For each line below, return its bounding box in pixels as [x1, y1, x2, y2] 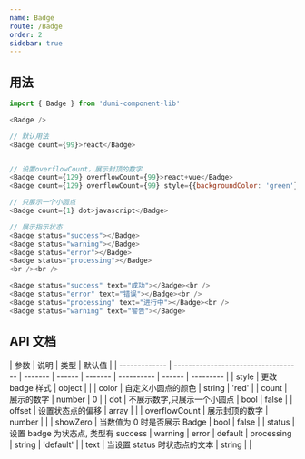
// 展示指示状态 [9, 222, 63, 231]
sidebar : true [9, 38, 64, 48]
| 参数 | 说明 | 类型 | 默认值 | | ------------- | [9, 359, 172, 370]
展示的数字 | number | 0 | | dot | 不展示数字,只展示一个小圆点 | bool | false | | [9, 394, 293, 405]
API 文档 [9, 334, 57, 349]
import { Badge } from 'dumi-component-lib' [9, 99, 181, 109]
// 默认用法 [9, 132, 50, 141]
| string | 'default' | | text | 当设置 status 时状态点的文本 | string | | [9, 439, 252, 450]
